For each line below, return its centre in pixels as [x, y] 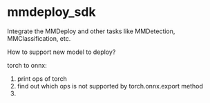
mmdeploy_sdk [51, 12]
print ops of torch [42, 78]
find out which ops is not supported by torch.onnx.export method [110, 86]
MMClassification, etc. [39, 38]
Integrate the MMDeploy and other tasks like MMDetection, [91, 31]
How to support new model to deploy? [61, 52]
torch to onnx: [27, 65]
